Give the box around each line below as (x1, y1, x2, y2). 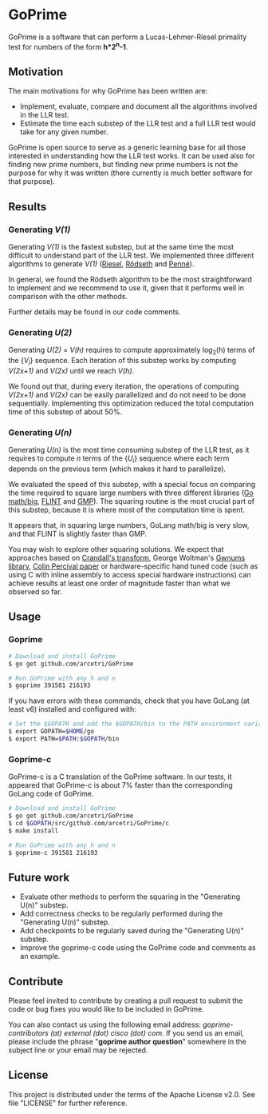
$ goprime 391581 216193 (8, 681, 91, 689)
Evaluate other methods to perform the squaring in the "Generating (19, 892, 241, 901)
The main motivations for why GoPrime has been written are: (8, 86, 208, 96)
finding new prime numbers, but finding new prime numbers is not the (8, 160, 238, 170)
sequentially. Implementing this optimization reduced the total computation (8, 398, 254, 408)
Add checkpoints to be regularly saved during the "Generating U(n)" (19, 926, 245, 936)
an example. (19, 952, 61, 961)
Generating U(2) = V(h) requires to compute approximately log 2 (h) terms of (8, 345, 255, 357)
